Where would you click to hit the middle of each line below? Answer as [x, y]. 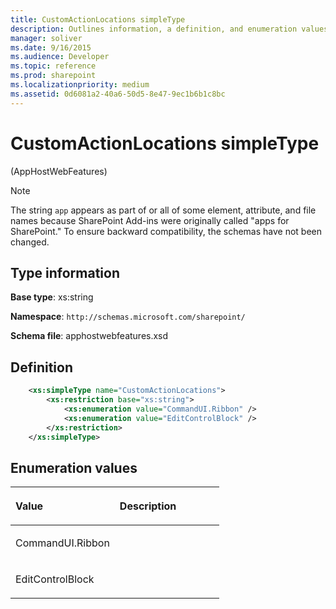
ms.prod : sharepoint [53, 76]
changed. [30, 242]
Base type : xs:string [52, 297]
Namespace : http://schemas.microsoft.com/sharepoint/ [128, 317]
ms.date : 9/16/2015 [51, 47]
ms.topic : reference [53, 66]
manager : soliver [46, 38]
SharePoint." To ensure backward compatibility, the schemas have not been [166, 231]
